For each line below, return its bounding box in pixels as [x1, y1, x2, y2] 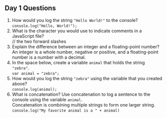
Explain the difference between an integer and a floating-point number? [11, 43, 159, 49]
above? [11, 81, 27, 87]
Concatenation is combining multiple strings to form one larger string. [11, 102, 155, 108]
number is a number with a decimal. [11, 54, 86, 60]
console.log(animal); [11, 87, 57, 92]
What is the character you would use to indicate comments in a [11, 27, 142, 34]
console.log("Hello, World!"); [11, 23, 77, 28]
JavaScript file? [11, 33, 44, 39]
